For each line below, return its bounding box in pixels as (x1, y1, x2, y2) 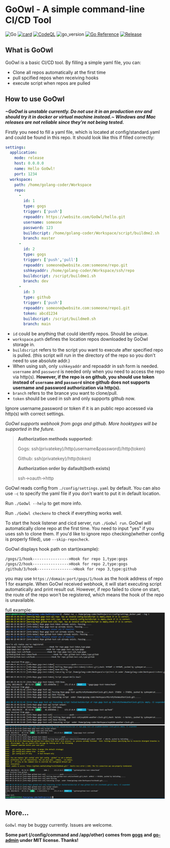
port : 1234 (14, 171, 37, 176)
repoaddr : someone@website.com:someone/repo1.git (23, 305, 130, 310)
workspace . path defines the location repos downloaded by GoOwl (12, 336, 148, 342)
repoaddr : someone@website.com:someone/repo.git (23, 263, 128, 268)
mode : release (14, 155, 44, 161)
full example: (5, 607, 32, 613)
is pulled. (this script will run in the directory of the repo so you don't (12, 352, 156, 359)
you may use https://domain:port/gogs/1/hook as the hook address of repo (5, 576, 163, 582)
